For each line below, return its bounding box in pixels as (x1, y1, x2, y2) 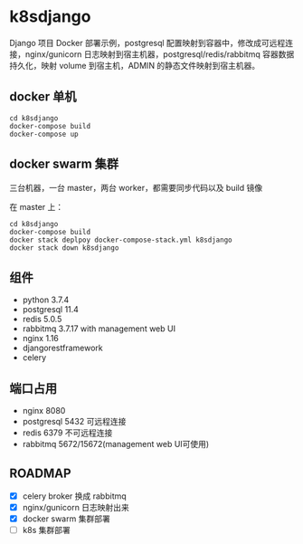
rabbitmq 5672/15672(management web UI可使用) (22, 439, 210, 450)
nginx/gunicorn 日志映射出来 (22, 502, 129, 513)
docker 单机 (9, 89, 77, 105)
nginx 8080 (22, 406, 66, 416)
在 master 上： (9, 201, 64, 212)
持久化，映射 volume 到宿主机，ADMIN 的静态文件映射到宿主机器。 (9, 60, 260, 71)
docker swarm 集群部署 (22, 513, 110, 524)
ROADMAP (9, 465, 71, 481)
